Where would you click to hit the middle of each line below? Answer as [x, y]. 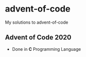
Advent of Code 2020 [38, 37]
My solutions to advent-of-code [37, 22]
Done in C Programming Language [46, 49]
